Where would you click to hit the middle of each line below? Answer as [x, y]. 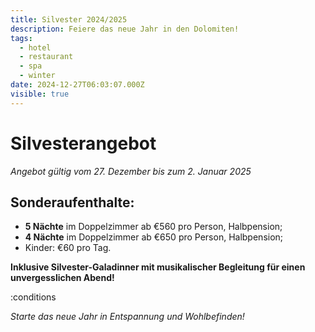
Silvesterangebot [83, 143]
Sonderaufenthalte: [72, 202]
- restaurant [46, 57]
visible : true [40, 94]
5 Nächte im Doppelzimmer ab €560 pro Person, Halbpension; [153, 227]
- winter [37, 76]
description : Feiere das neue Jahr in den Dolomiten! [125, 29]
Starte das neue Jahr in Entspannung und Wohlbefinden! [127, 317]
